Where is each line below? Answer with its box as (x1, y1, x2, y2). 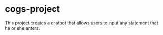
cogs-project (5, 3, 60, 15)
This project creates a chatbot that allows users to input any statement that (5, 20, 159, 26)
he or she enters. (5, 25, 40, 31)
